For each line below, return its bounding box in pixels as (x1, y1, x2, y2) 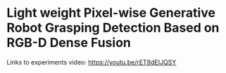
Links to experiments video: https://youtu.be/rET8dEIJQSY (6, 58, 177, 66)
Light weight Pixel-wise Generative (6, 5, 216, 21)
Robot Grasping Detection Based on (6, 20, 220, 36)
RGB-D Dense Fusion (6, 35, 131, 51)
